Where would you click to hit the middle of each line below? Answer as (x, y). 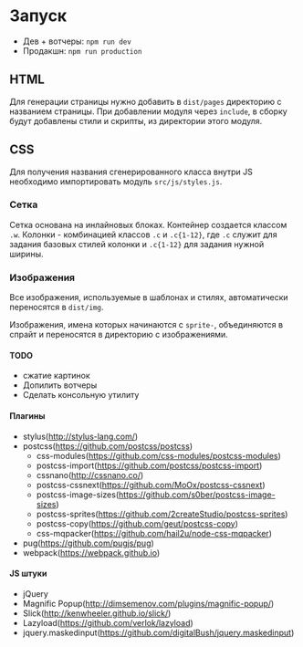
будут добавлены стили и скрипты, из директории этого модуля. (136, 120)
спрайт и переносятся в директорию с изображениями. (119, 335)
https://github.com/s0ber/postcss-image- (197, 495)
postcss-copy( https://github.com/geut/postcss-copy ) (137, 523)
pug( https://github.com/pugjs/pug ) (89, 543)
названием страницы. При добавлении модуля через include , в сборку (148, 111)
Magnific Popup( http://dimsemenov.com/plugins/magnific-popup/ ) (148, 603)
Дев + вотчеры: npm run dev (77, 41)
